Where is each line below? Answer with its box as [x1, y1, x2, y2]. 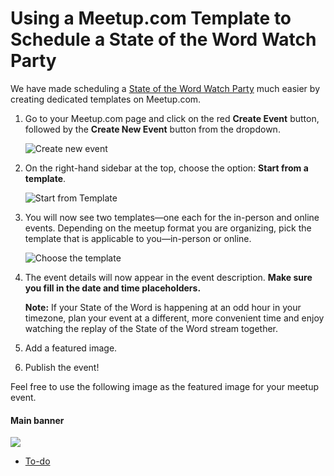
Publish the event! [24, 361, 100, 373]
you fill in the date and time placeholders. [24, 282, 202, 294]
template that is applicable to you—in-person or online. [24, 232, 252, 244]
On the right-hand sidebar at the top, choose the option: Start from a [24, 162, 309, 174]
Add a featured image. [24, 342, 118, 354]
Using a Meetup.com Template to [10, 7, 292, 30]
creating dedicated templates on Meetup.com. [10, 93, 202, 105]
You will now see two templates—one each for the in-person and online [24, 211, 320, 223]
